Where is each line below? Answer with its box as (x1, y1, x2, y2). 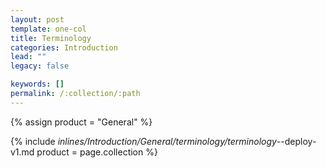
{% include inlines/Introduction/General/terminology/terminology (10, 135, 277, 147)
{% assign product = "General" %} (10, 116, 153, 128)
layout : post (10, 14, 65, 25)
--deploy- (276, 135, 317, 147)
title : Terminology (10, 33, 92, 43)
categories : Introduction (10, 42, 118, 53)
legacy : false (10, 61, 70, 71)
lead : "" (10, 52, 47, 62)
